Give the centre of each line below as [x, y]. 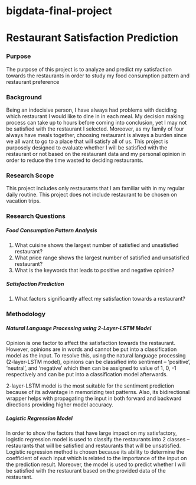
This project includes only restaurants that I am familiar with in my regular [95, 188]
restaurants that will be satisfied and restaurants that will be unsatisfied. [94, 445]
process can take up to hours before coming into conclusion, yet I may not [97, 122]
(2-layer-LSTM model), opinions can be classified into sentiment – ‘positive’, [98, 362]
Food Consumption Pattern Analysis [52, 230]
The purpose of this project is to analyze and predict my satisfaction [89, 69]
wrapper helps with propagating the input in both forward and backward [94, 398]
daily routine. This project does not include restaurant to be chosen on [92, 195]
